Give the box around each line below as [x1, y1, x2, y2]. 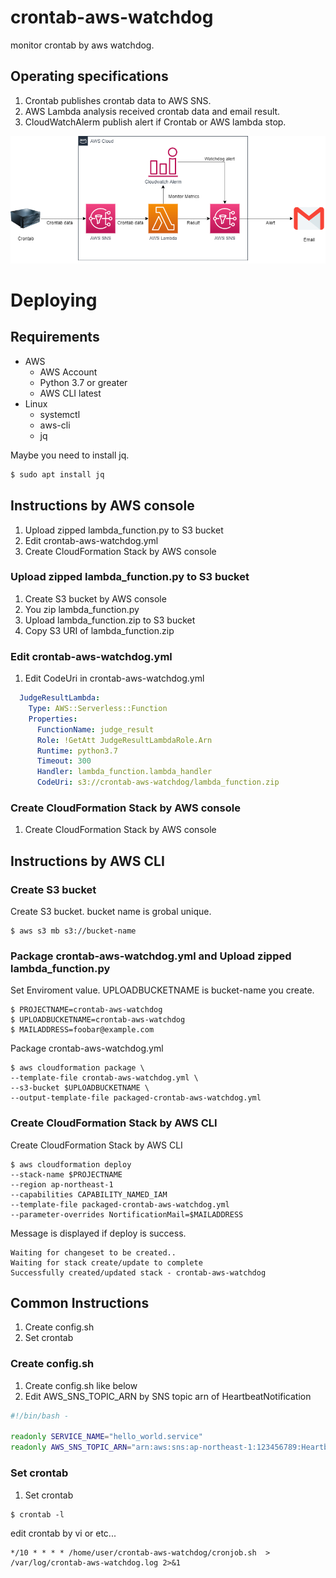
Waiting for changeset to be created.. [10, 1247, 177, 1258]
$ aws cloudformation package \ [10, 1063, 145, 1073]
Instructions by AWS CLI [10, 852, 165, 870]
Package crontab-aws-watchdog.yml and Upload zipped [10, 949, 292, 963]
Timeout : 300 [36, 756, 92, 766]
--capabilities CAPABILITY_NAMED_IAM [10, 1189, 168, 1200]
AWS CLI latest [39, 387, 102, 399]
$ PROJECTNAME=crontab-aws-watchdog [10, 1005, 163, 1015]
